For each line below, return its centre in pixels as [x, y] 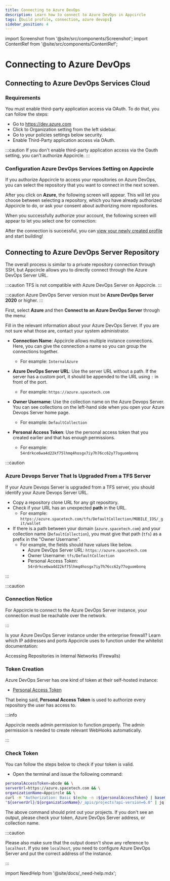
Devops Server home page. [41, 413]
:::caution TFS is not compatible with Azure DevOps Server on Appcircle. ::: [83, 285]
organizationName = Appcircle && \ [40, 793]
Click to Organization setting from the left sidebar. [65, 130]
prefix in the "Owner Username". [47, 539]
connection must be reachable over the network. [56, 615]
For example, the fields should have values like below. [76, 544]
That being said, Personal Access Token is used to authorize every [75, 700]
